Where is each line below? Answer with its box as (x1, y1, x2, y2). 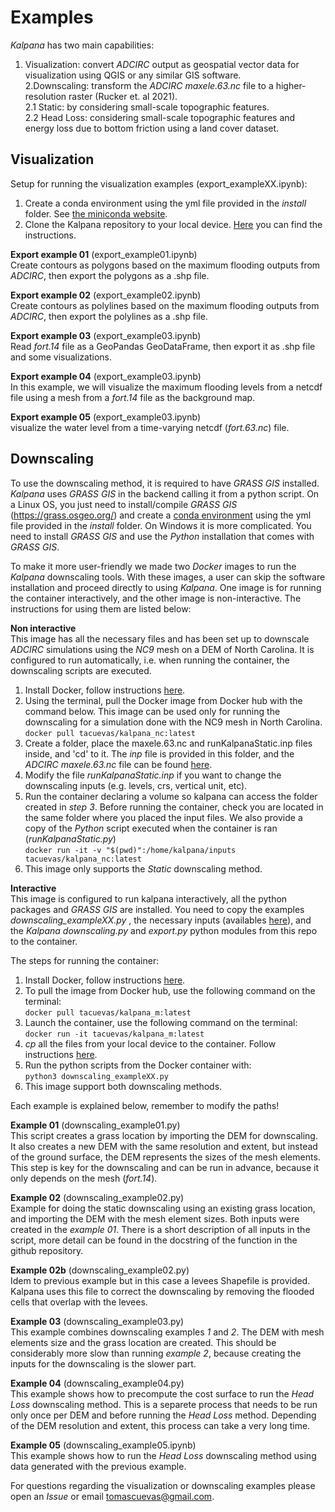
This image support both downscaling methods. (24, 1080, 223, 1092)
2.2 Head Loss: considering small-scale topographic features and (24, 111, 296, 123)
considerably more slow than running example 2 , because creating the (10, 1347, 302, 1359)
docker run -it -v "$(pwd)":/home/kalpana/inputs (24, 845, 237, 855)
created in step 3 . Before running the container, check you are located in (24, 801, 324, 813)
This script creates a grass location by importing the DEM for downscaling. (10, 1129, 318, 1141)
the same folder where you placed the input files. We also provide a (24, 811, 303, 823)
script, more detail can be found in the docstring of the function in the (10, 1234, 298, 1246)
